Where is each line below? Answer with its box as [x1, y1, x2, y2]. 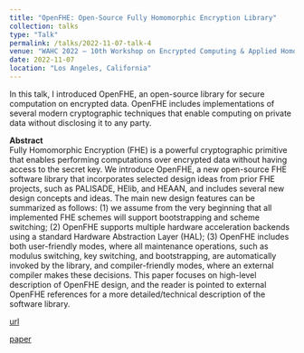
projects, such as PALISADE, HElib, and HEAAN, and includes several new [9, 183, 285, 194]
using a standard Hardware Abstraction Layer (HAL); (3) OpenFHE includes [9, 231, 290, 242]
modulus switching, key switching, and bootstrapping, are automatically [9, 250, 277, 261]
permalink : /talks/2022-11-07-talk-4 [9, 38, 152, 48]
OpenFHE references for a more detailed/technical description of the [9, 289, 266, 300]
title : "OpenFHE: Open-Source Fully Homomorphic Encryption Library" [9, 13, 278, 23]
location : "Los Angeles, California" [9, 64, 152, 73]
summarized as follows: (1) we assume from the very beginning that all [9, 202, 272, 213]
